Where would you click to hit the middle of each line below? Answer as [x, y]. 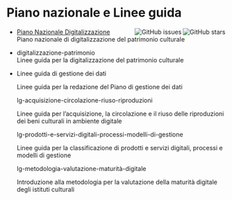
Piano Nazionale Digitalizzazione [63, 32]
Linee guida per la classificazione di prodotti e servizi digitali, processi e [119, 147]
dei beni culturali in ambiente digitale [69, 121]
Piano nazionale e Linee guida [94, 13]
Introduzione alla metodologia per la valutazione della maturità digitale [117, 182]
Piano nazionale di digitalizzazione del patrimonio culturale [101, 39]
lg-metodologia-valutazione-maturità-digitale [81, 168]
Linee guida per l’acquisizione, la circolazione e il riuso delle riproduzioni [120, 113]
